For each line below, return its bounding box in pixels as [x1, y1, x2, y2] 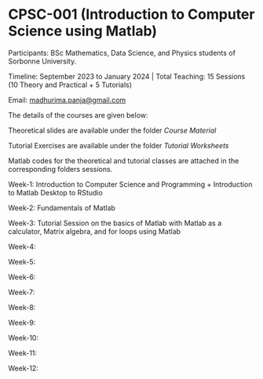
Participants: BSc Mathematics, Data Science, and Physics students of [8, 48, 236, 57]
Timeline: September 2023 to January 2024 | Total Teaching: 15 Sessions [8, 71, 246, 81]
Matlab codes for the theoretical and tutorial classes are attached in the [8, 155, 239, 166]
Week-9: [8, 318, 36, 327]
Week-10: [8, 333, 39, 342]
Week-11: [8, 348, 38, 358]
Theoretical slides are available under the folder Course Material [8, 126, 217, 135]
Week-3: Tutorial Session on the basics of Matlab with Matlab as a [8, 218, 222, 228]
